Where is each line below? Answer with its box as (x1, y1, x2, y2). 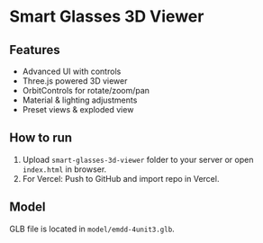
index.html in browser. (22, 164, 107, 175)
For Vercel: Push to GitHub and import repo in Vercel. (22, 173, 220, 184)
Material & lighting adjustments (22, 94, 138, 105)
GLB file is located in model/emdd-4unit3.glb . (9, 223, 176, 234)
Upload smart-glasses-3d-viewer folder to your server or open (22, 154, 254, 165)
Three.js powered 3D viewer (22, 76, 128, 86)
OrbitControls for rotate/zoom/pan (22, 85, 150, 95)
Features (9, 42, 60, 58)
